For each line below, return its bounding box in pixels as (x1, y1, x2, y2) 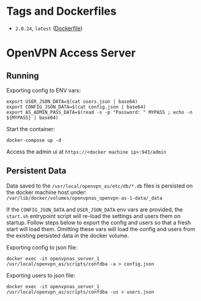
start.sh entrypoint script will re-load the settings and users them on (6, 212, 181, 219)
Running (6, 70, 40, 81)
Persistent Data (6, 166, 67, 176)
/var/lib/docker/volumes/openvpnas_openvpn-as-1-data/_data (6, 195, 163, 201)
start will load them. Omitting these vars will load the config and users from (6, 225, 196, 232)
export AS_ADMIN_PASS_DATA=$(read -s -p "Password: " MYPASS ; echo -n (6, 109, 192, 115)
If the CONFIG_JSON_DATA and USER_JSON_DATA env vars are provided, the (6, 205, 183, 213)
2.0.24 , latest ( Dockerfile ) (15, 25, 83, 32)
